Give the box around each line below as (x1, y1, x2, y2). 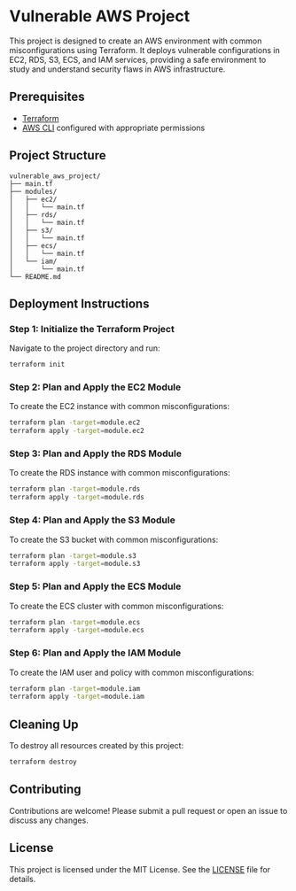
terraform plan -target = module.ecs (9, 617, 141, 626)
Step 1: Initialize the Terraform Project (9, 322, 175, 335)
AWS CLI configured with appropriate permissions (21, 122, 206, 133)
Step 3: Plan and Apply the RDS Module (9, 447, 182, 460)
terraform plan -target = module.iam (9, 684, 141, 693)
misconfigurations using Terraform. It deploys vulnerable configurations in (9, 44, 281, 55)
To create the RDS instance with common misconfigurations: (9, 468, 230, 478)
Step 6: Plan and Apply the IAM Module (9, 647, 182, 659)
